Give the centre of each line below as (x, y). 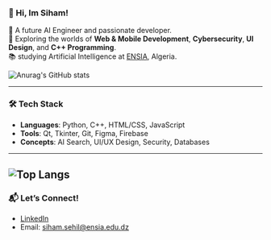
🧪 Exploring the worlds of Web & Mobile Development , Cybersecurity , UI (131, 39)
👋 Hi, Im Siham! (38, 13)
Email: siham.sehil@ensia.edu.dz (74, 227)
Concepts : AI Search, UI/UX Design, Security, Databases (115, 142)
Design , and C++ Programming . (63, 48)
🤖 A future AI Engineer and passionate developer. (90, 31)
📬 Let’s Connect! (44, 198)
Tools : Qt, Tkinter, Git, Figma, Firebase (84, 133)
